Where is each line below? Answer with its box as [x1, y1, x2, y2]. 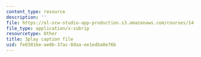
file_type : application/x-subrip [6, 25, 90, 31]
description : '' [6, 14, 47, 20]
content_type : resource [6, 8, 66, 15]
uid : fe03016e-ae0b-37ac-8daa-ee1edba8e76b [6, 42, 117, 48]
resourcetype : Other [6, 31, 58, 37]
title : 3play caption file [6, 36, 74, 42]
